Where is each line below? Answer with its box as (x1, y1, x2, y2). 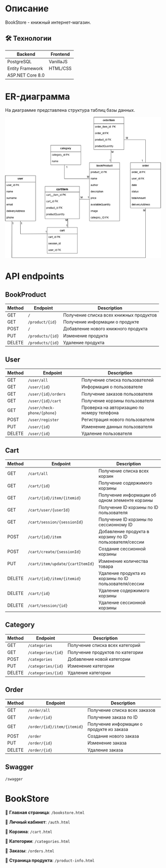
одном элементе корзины (98, 498, 153, 503)
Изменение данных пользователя (81, 423, 153, 429)
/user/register (28, 417, 59, 423)
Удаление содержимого (98, 588, 150, 594)
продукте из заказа (87, 726, 128, 732)
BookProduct (5, 290, 46, 299)
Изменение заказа (87, 740, 127, 746)
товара (98, 563, 114, 569)
